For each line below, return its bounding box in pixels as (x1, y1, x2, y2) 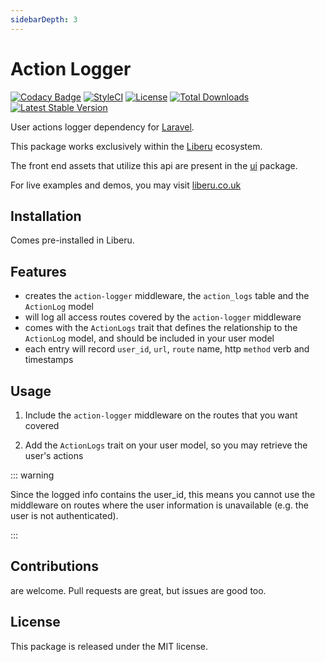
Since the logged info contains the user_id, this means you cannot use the (10, 489, 316, 500)
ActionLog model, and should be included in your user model (24, 332, 275, 345)
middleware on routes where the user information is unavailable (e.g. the (10, 499, 309, 511)
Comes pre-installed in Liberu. (10, 234, 135, 246)
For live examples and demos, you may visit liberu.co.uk (10, 179, 242, 191)
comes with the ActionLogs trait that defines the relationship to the (24, 322, 298, 334)
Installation (10, 207, 82, 225)
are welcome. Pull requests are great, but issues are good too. (10, 584, 267, 596)
